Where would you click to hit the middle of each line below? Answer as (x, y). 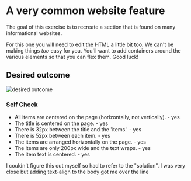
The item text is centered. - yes (52, 154)
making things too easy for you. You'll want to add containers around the (93, 50)
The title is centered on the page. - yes (61, 123)
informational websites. (34, 33)
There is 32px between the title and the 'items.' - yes (78, 130)
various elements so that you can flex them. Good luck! (72, 57)
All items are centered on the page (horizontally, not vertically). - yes (97, 117)
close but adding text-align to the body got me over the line (77, 172)
